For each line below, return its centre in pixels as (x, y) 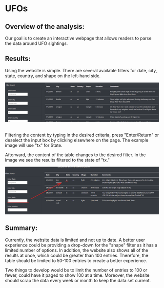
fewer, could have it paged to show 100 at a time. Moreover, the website (77, 275)
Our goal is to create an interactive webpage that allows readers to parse (78, 38)
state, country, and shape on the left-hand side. (53, 76)
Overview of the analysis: (45, 27)
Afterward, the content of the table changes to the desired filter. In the (75, 155)
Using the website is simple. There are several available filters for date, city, (81, 70)
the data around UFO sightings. (37, 43)
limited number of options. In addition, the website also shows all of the (77, 250)
